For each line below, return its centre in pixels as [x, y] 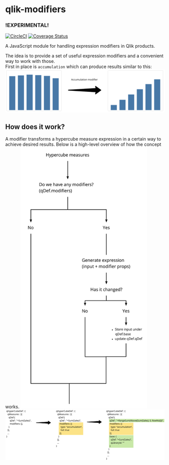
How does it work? [35, 127]
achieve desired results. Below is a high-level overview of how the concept [83, 144]
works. [12, 407]
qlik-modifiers [36, 9]
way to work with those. [30, 61]
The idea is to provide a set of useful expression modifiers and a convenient [84, 56]
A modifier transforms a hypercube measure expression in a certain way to [83, 139]
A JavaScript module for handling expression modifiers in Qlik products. [80, 46]
